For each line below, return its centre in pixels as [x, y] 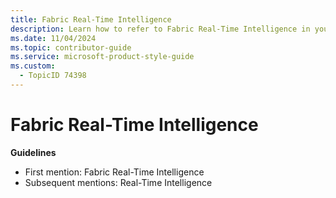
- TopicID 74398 [53, 76]
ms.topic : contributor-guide [71, 47]
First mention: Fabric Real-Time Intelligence [114, 172]
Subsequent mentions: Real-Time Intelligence [118, 182]
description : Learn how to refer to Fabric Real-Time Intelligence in [160, 29]
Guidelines [33, 152]
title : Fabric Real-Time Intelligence [91, 19]
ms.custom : [33, 66]
